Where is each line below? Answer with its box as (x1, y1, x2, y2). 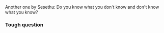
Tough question (5, 21, 44, 28)
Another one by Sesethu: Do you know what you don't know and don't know (5, 4, 160, 10)
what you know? (5, 9, 38, 15)
